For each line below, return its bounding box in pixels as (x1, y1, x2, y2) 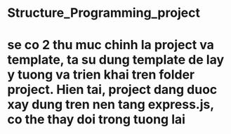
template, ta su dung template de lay (7, 52, 225, 68)
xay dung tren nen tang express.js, (7, 97, 214, 113)
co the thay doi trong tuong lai (7, 112, 186, 128)
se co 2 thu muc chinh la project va (7, 37, 214, 53)
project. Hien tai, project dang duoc (7, 82, 218, 98)
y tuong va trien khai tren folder (7, 67, 195, 83)
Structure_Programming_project (7, 5, 200, 21)
